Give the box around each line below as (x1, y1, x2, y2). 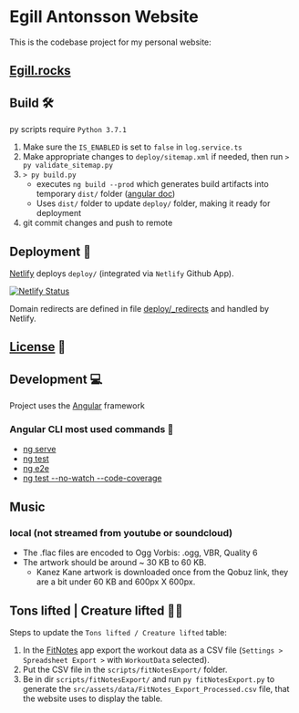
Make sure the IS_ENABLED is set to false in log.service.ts (22, 141, 243, 152)
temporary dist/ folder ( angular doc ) (36, 189, 176, 200)
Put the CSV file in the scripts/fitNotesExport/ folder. (22, 664, 228, 675)
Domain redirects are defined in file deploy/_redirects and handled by (9, 303, 270, 314)
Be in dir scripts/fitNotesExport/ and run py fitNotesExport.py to (22, 673, 275, 685)
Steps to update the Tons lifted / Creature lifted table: (9, 626, 228, 637)
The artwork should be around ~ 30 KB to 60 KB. (22, 557, 207, 568)
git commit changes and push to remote (22, 217, 173, 229)
